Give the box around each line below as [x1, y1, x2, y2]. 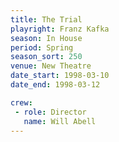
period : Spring [10, 42, 74, 53]
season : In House [10, 33, 83, 43]
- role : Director [14, 107, 87, 117]
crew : [10, 97, 33, 108]
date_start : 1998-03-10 [10, 71, 110, 81]
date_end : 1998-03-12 [10, 80, 101, 90]
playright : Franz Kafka [10, 24, 110, 34]
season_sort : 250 [10, 52, 83, 62]
